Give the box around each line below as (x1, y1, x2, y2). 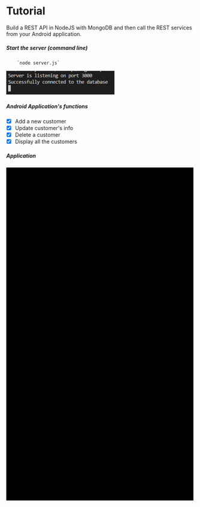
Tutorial (6, 4, 46, 18)
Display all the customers (14, 138, 78, 145)
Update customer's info (14, 124, 74, 131)
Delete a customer (14, 131, 61, 138)
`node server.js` (17, 60, 60, 66)
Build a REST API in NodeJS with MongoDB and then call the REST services (6, 24, 193, 31)
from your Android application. (6, 30, 82, 37)
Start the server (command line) (6, 44, 88, 52)
